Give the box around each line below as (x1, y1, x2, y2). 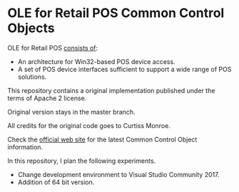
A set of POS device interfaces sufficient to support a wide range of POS (17, 65, 232, 73)
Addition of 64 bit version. (17, 178, 95, 186)
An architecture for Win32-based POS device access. (17, 57, 176, 65)
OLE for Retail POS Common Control (7, 5, 225, 21)
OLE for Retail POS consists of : (7, 43, 98, 52)
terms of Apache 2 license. (7, 94, 87, 102)
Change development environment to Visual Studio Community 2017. (17, 170, 220, 178)
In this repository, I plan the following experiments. (7, 156, 156, 165)
